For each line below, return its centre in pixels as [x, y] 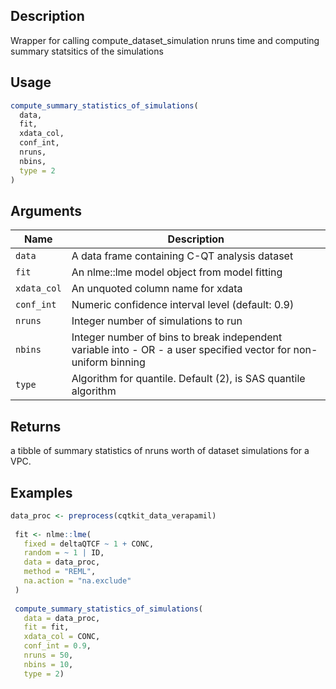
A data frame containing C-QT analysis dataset [182, 256]
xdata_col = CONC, [62, 637]
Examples [41, 492]
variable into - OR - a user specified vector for [181, 350]
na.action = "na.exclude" [77, 581]
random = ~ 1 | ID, [64, 553]
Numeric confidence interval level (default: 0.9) [183, 305]
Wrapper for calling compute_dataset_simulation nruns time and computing [165, 40]
